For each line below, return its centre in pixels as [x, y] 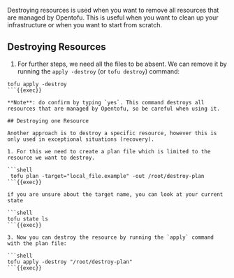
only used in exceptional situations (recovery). [81, 139]
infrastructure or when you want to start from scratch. [85, 25]
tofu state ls [28, 219]
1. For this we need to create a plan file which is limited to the [109, 151]
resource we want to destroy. [51, 158]
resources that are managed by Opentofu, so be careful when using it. [114, 109]
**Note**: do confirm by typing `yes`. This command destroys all [106, 102]
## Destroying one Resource [48, 121]
